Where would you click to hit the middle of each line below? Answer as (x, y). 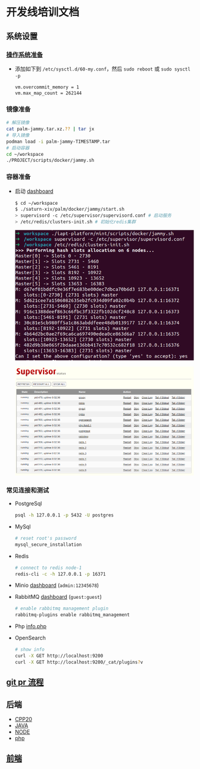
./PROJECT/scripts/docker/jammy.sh (50, 161)
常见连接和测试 (28, 490)
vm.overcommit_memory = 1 (47, 87)
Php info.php (30, 626)
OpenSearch (30, 638)
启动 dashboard (34, 191)
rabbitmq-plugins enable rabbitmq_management (72, 615)
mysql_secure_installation (48, 545)
